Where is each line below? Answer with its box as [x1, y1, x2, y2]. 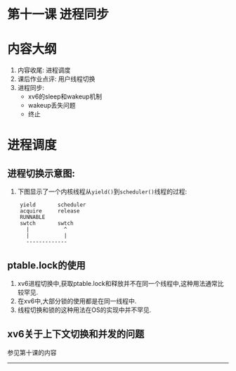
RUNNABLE [20, 214, 46, 221]
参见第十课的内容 [7, 348, 57, 356]
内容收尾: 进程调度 [17, 66, 71, 75]
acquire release [20, 208, 80, 215]
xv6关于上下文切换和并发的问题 [7, 328, 145, 340]
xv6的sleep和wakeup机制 [27, 92, 103, 101]
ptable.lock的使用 [7, 259, 86, 271]
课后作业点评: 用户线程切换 [17, 75, 96, 83]
